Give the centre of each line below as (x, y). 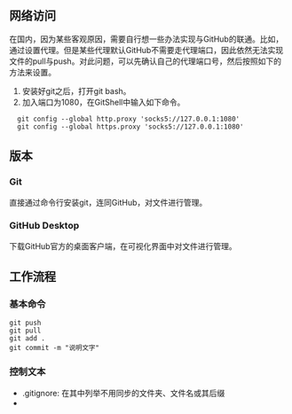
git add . (28, 339)
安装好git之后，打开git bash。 (76, 90)
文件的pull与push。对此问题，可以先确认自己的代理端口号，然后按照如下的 (146, 61)
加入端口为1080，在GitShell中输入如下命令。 (103, 102)
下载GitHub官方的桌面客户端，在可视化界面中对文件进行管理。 (123, 246)
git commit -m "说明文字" (55, 348)
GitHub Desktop (44, 226)
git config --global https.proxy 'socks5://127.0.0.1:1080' (130, 127)
